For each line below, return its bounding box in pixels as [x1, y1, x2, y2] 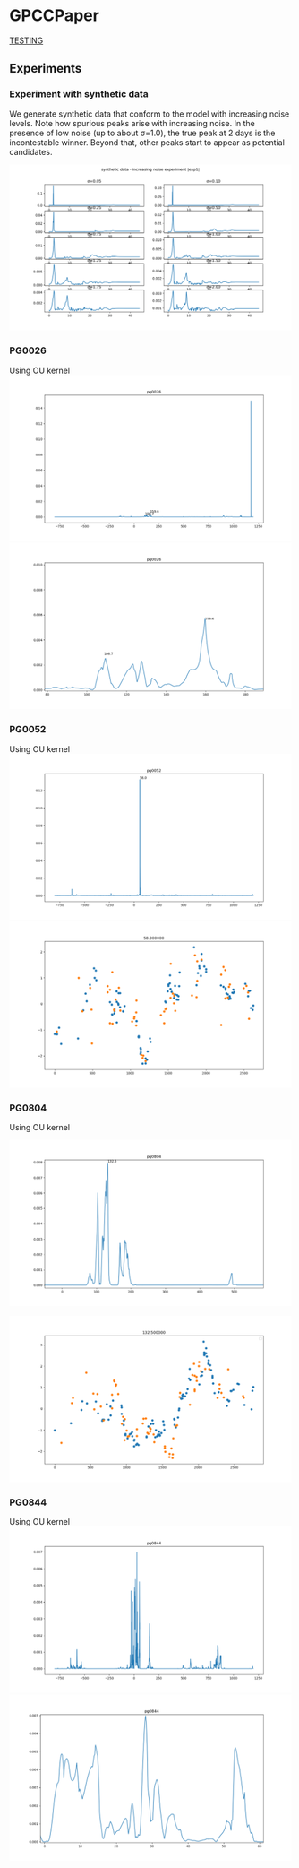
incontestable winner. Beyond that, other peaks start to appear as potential [9, 136, 285, 148]
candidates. [9, 146, 53, 157]
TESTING [9, 35, 44, 46]
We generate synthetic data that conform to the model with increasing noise [9, 108, 290, 119]
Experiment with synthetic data [9, 88, 149, 100]
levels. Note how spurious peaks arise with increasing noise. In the [9, 117, 255, 128]
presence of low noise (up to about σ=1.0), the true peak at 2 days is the [9, 127, 276, 138]
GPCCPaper [9, 5, 100, 26]
